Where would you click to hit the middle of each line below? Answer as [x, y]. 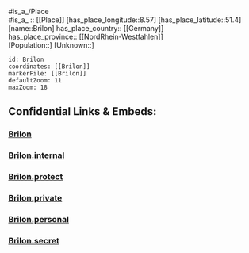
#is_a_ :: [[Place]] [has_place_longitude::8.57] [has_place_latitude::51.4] [125, 20]
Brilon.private [35, 198]
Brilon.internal [36, 155]
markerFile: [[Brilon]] [48, 74]
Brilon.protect [36, 177]
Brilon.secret [34, 240]
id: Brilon [26, 59]
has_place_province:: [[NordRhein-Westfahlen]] [86, 36]
